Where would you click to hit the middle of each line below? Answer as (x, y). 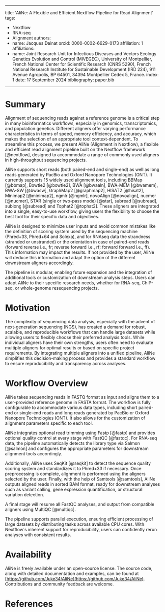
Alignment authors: (31, 38)
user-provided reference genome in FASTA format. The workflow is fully (78, 402)
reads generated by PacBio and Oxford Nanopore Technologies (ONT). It (79, 174)
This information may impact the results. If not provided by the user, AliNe (80, 252)
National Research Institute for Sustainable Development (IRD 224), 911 (84, 69)
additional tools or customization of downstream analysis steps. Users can (80, 277)
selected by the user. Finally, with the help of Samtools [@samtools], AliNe (80, 479)
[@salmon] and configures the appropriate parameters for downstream (77, 448)
